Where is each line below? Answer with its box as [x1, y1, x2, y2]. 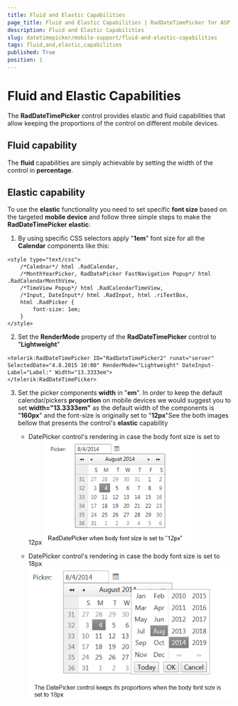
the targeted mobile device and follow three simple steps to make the [7, 213, 212, 222]
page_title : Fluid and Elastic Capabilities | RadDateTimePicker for [7, 18, 218, 26]
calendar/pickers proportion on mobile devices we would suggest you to [17, 396, 232, 405]
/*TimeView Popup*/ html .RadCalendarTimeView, [20, 285, 163, 292]
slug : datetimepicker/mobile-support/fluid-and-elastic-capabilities [7, 34, 218, 41]
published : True [7, 49, 55, 56]
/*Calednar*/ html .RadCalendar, [20, 264, 119, 271]
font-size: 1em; [33, 306, 81, 313]
